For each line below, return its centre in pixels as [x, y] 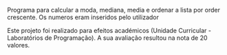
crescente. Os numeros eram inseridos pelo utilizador [83, 17]
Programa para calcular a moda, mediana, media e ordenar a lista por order [113, 10]
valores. [19, 45]
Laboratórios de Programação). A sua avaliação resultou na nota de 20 [107, 38]
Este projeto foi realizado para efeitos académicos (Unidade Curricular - [109, 31]
